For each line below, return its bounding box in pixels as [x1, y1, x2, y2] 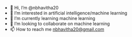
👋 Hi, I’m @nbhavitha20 [10, 5, 59, 10]
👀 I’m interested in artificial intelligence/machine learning [10, 10, 127, 16]
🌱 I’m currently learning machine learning [10, 15, 95, 21]
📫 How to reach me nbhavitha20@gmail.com [10, 26, 104, 32]
